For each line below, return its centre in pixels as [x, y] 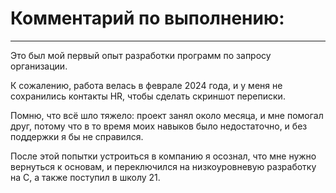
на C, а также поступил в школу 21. [85, 177]
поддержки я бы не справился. [77, 136]
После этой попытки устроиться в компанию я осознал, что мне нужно [163, 156]
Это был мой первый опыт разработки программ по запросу [141, 55]
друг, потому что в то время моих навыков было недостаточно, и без [159, 126]
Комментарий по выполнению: [147, 18]
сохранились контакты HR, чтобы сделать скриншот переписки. [148, 96]
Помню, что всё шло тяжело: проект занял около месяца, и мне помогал [167, 115]
